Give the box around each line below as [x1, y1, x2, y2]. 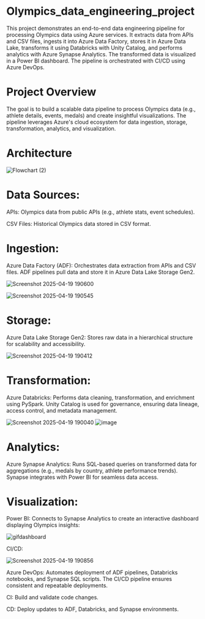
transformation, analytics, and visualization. [6, 124, 116, 132]
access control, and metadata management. [6, 407, 117, 414]
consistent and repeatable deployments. [6, 582, 108, 589]
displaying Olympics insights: [6, 522, 80, 529]
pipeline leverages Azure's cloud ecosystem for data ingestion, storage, [6, 118, 188, 126]
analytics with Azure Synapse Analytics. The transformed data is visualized [6, 50, 196, 58]
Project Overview [6, 85, 97, 99]
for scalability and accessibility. [6, 340, 86, 347]
